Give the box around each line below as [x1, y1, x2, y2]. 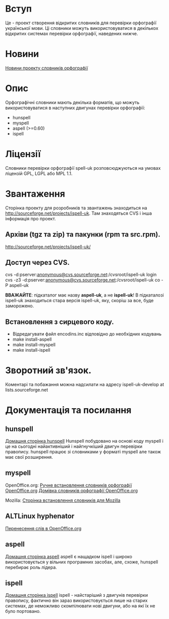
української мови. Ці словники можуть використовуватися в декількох [5, 25, 159, 31]
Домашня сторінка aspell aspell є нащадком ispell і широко [5, 553, 133, 559]
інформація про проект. [5, 215, 57, 221]
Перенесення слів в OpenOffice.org [5, 525, 82, 531]
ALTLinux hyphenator [5, 512, 75, 520]
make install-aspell [12, 337, 52, 343]
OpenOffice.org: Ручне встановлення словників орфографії [5, 482, 132, 488]
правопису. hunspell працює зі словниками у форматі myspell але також [5, 449, 161, 455]
